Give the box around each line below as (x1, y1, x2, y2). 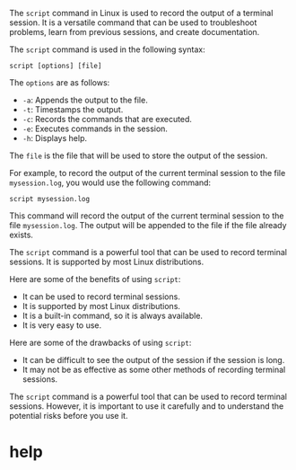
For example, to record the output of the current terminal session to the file (9, 168, 286, 178)
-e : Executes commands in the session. (22, 123, 169, 134)
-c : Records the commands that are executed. (22, 114, 193, 124)
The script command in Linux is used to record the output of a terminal (9, 8, 274, 18)
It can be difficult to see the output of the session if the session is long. (22, 355, 285, 365)
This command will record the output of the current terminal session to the (9, 210, 284, 221)
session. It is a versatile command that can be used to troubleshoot (9, 17, 257, 28)
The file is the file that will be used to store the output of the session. (9, 150, 268, 161)
